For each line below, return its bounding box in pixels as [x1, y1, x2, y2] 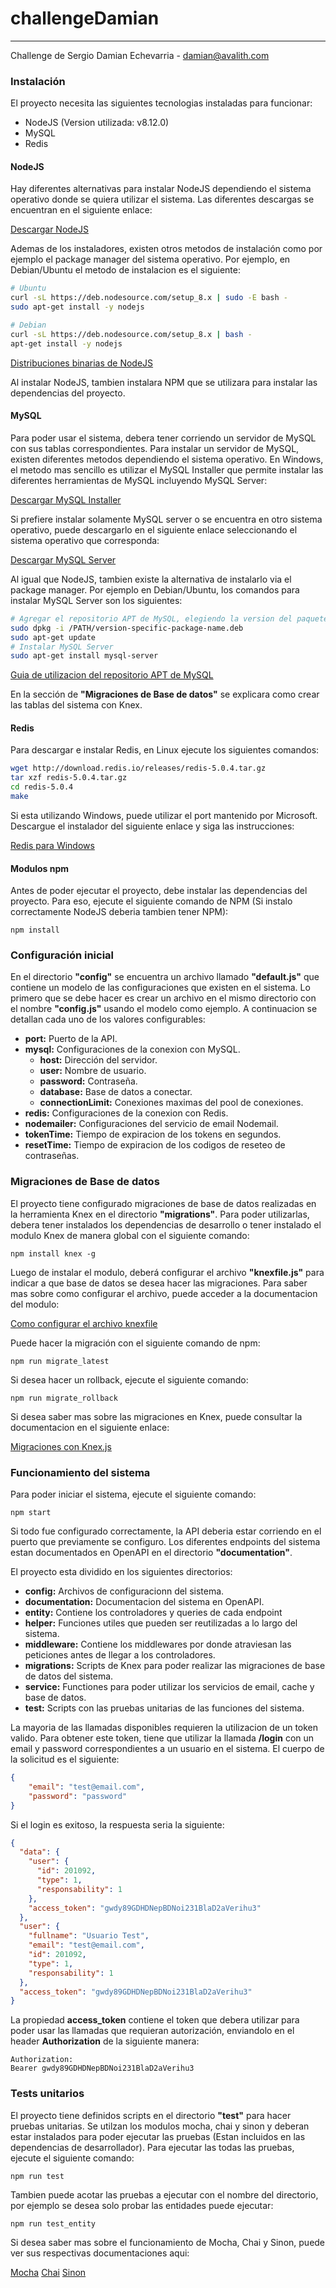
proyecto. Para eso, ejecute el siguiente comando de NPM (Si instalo [10, 895, 293, 907]
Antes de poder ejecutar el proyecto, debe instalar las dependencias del [10, 885, 308, 897]
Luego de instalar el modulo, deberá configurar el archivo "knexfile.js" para [10, 1266, 325, 1278]
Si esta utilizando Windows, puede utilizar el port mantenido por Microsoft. [10, 809, 318, 821]
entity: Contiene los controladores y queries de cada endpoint [24, 1607, 283, 1619]
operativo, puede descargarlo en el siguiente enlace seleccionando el [10, 523, 298, 536]
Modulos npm [10, 862, 70, 874]
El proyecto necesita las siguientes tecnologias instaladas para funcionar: [10, 97, 313, 109]
